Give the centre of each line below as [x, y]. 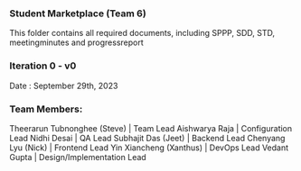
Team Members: [46, 109]
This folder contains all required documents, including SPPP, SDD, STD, [142, 33]
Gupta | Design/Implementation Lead [78, 157]
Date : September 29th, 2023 [64, 85]
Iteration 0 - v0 [43, 66]
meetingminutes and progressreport [77, 42]
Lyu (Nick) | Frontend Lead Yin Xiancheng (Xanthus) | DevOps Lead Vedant [149, 148]
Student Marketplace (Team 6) [78, 13]
